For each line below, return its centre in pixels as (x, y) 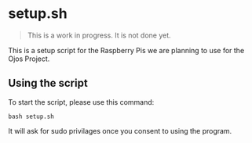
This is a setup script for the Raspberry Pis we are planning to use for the (126, 50)
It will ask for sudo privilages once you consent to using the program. (120, 130)
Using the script (48, 83)
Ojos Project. (29, 59)
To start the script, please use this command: (81, 102)
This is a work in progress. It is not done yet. (99, 35)
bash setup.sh (31, 116)
